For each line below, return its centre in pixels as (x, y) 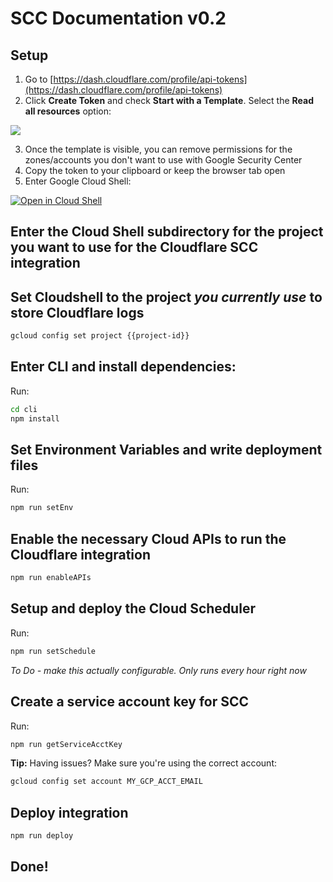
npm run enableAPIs (51, 578)
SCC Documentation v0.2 (118, 18)
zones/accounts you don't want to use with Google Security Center (163, 160)
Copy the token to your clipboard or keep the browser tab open (155, 170)
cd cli (24, 409)
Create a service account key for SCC (130, 702)
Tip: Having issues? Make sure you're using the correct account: (143, 763)
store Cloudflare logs (77, 312)
